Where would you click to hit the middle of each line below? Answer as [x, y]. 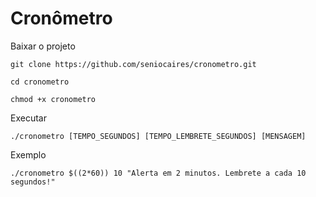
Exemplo [28, 154]
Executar [28, 118]
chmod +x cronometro [53, 99]
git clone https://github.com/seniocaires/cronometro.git [133, 64]
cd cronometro [40, 82]
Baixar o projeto [43, 46]
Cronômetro [61, 18]
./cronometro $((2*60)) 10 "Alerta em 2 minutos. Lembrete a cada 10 [158, 173]
